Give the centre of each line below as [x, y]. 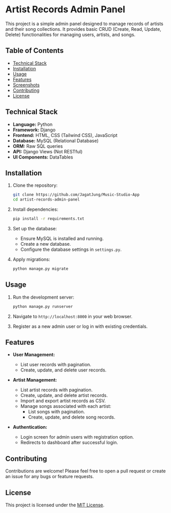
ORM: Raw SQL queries [38, 146]
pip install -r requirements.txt [49, 219]
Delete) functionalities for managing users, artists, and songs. [70, 34]
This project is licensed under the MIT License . [55, 505]
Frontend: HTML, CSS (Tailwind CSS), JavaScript [65, 135]
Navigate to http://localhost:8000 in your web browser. [72, 316]
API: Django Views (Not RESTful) [48, 151]
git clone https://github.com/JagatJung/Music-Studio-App [76, 195]
